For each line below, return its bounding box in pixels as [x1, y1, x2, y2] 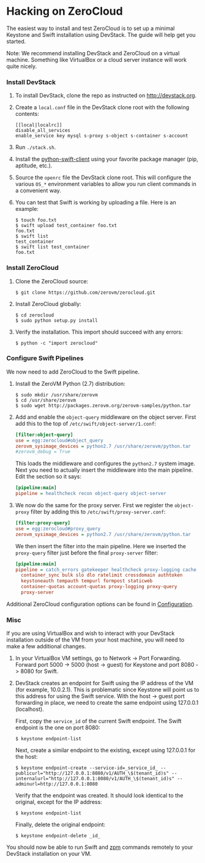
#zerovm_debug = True [15, 449, 70, 455]
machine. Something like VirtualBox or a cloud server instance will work [6, 56, 187, 63]
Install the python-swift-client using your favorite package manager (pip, [15, 155, 199, 163]
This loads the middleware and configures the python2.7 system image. [15, 460, 196, 467]
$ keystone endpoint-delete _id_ [15, 833, 101, 839]
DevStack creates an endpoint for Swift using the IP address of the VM [15, 680, 194, 687]
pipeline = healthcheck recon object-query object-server [15, 491, 166, 497]
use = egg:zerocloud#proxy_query [15, 526, 101, 532]
